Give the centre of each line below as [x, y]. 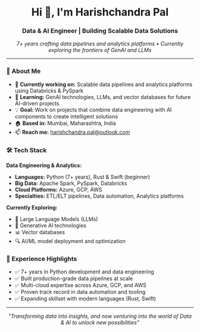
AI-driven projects [37, 103]
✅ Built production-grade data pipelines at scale [74, 279]
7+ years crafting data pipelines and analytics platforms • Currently [100, 44]
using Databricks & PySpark [49, 90]
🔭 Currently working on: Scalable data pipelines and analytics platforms [104, 84]
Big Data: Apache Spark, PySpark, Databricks [71, 183]
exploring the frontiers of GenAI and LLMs [100, 50]
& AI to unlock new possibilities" [100, 322]
